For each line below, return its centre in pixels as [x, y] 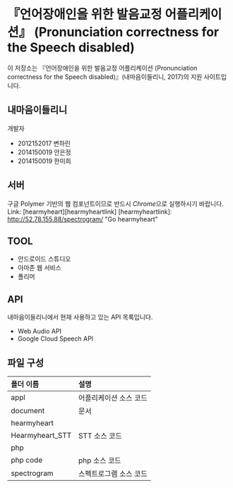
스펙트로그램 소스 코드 [113, 474]
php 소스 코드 [100, 460]
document [28, 411]
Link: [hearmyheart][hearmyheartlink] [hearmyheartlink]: [90, 212]
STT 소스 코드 [100, 436]
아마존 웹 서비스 [39, 268]
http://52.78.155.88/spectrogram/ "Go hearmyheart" [83, 219]
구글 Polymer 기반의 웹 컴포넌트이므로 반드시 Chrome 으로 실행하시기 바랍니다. [115, 203]
